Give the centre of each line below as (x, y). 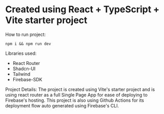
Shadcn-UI (24, 69)
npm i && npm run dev (28, 44)
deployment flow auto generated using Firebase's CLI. (62, 105)
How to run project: (25, 34)
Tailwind (21, 74)
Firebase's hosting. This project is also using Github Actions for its (75, 100)
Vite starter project (46, 20)
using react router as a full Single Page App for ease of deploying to (76, 95)
